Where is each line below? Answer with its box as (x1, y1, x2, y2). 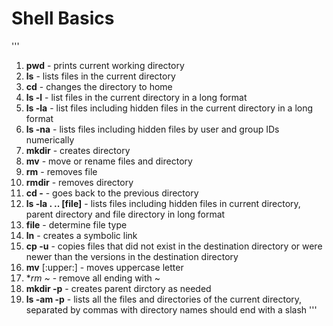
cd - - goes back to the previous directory (25, 187, 199, 199)
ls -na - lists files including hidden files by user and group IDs (25, 123, 280, 135)
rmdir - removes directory (25, 176, 134, 188)
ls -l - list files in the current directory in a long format (25, 91, 248, 103)
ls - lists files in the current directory (25, 70, 176, 82)
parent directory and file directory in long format (25, 208, 226, 220)
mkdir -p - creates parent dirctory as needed (25, 282, 212, 294)
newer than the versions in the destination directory (25, 250, 239, 262)
